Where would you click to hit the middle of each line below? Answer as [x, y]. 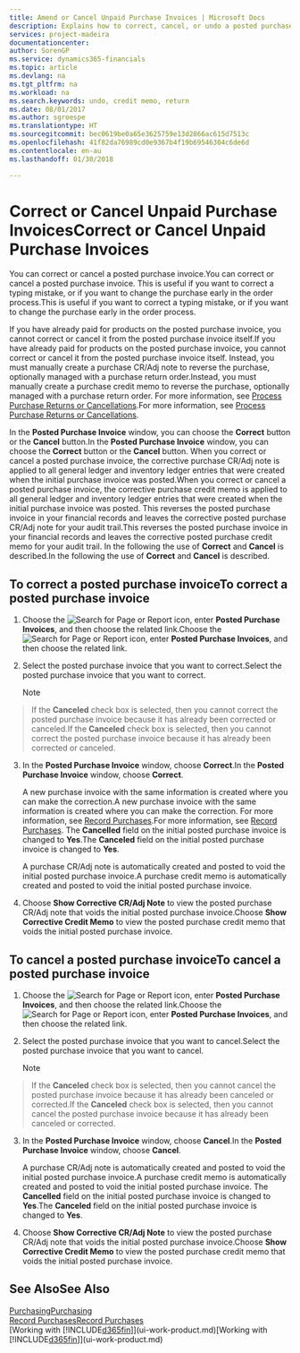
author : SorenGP [39, 51]
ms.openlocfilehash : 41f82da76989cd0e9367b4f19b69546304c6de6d [129, 142]
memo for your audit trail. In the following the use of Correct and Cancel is [146, 546]
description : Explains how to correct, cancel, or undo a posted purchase [151, 26]
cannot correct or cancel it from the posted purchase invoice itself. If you [142, 339]
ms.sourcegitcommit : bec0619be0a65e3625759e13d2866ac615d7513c [129, 134]
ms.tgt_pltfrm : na [43, 84]
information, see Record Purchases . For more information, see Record [150, 821]
